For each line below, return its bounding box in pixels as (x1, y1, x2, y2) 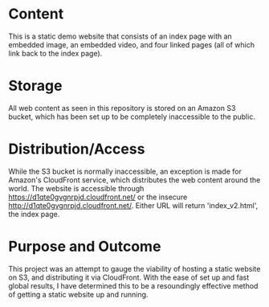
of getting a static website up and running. (8, 289, 149, 299)
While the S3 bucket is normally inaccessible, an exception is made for (8, 166, 243, 176)
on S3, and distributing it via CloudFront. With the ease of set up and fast (8, 272, 250, 282)
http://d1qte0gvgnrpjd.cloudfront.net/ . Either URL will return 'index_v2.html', (8, 200, 259, 210)
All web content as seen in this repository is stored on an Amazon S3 (8, 103, 236, 113)
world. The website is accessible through (8, 183, 145, 193)
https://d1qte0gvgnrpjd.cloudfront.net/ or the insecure (8, 192, 188, 202)
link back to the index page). (8, 48, 103, 58)
